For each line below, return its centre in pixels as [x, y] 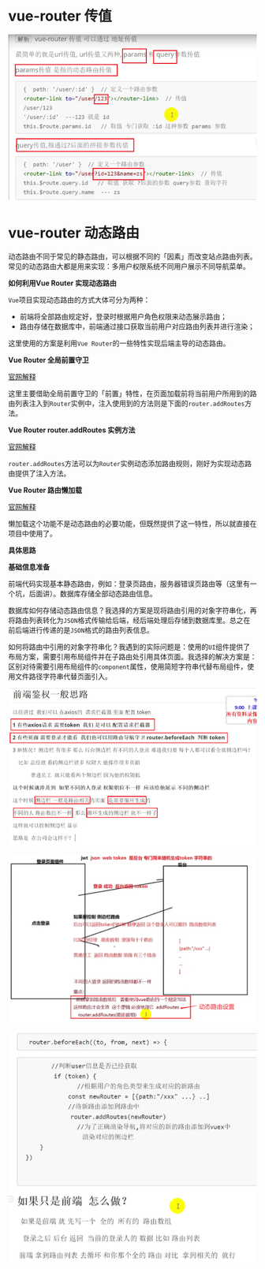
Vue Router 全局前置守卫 [49, 360]
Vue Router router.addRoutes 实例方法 [72, 430]
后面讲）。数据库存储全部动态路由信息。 [93, 593]
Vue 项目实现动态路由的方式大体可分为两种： [79, 300]
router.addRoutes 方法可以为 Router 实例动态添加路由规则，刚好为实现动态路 [130, 463]
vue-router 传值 [60, 16]
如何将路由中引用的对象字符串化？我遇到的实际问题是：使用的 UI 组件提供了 [129, 647]
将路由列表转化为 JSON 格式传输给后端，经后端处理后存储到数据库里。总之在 [129, 620]
